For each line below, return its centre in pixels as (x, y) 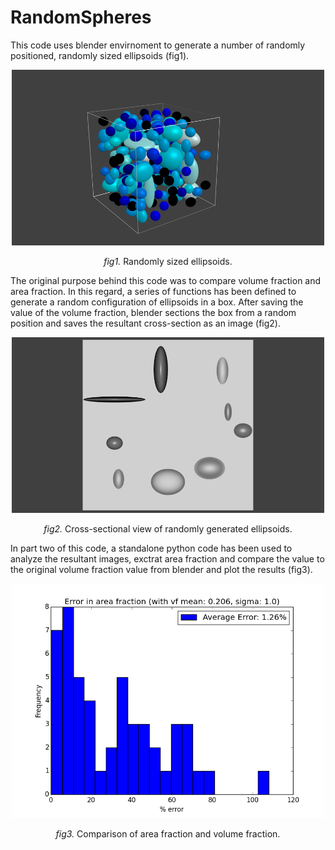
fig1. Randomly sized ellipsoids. (168, 262)
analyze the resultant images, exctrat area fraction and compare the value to (167, 559)
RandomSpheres (81, 17)
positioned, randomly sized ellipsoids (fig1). (100, 55)
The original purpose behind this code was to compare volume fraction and (166, 281)
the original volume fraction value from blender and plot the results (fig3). (161, 570)
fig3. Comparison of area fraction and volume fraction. (168, 834)
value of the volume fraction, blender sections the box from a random (153, 313)
